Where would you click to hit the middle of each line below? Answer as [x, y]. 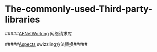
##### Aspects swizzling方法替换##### [46, 44]
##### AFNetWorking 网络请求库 [39, 33]
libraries [23, 19]
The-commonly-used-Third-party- [79, 9]
